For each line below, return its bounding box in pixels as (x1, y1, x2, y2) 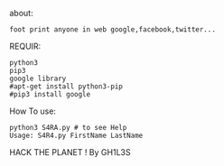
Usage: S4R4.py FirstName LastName (9, 131, 144, 140)
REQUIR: (9, 41, 42, 51)
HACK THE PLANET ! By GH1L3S (9, 147, 131, 157)
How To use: (9, 106, 57, 116)
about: (9, 8, 33, 18)
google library (9, 74, 67, 83)
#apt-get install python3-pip (9, 82, 124, 91)
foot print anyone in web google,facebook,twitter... (9, 25, 217, 34)
